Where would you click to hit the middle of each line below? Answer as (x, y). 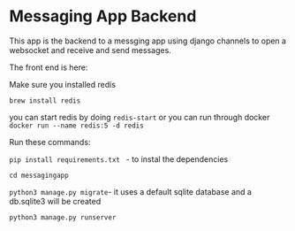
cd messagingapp (39, 175)
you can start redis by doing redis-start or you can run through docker (140, 117)
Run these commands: (50, 142)
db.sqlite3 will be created (55, 201)
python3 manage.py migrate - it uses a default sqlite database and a (130, 191)
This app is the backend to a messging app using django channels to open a (148, 41)
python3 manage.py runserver (63, 217)
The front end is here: (49, 67)
